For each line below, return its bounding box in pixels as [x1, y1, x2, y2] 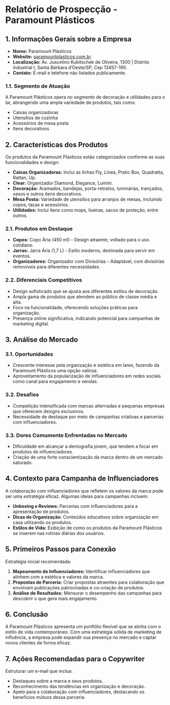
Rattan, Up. [12, 175, 37, 181]
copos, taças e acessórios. [12, 202, 70, 208]
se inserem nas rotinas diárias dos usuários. [12, 530, 105, 536]
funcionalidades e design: [5, 159, 60, 166]
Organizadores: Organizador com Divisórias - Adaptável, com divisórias [12, 258, 164, 264]
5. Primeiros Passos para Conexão [5, 545, 116, 554]
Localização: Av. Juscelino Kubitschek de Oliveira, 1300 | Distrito [12, 59, 150, 65]
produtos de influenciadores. [12, 448, 74, 454]
